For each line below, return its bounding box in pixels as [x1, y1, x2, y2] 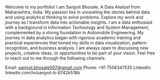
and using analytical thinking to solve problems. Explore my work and [5, 14, 144, 20]
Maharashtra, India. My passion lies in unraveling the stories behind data [5, 9, 150, 15]
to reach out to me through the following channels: [5, 55, 106, 61]
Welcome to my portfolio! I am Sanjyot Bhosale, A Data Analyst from [5, 4, 141, 10]
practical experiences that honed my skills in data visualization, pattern [5, 40, 147, 45]
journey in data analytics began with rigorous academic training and [5, 35, 141, 40]
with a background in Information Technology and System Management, [5, 25, 149, 30]
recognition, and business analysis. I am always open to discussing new [5, 45, 149, 51]
